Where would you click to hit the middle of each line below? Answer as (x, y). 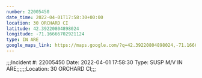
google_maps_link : (29, 46)
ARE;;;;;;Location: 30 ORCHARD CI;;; (51, 68)
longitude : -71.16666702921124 (45, 34)
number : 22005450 (28, 12)
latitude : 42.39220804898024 (43, 28)
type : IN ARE (23, 40)
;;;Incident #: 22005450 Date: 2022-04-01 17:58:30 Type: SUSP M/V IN (95, 62)
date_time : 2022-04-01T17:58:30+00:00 (55, 17)
